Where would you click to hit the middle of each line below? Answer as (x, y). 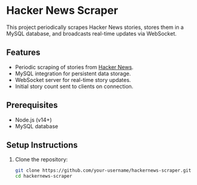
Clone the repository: (41, 160)
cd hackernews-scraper (44, 176)
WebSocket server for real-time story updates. (73, 80)
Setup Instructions (42, 145)
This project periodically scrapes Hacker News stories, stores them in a (95, 27)
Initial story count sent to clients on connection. (74, 86)
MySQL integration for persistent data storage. (73, 74)
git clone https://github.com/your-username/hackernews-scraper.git (103, 171)
